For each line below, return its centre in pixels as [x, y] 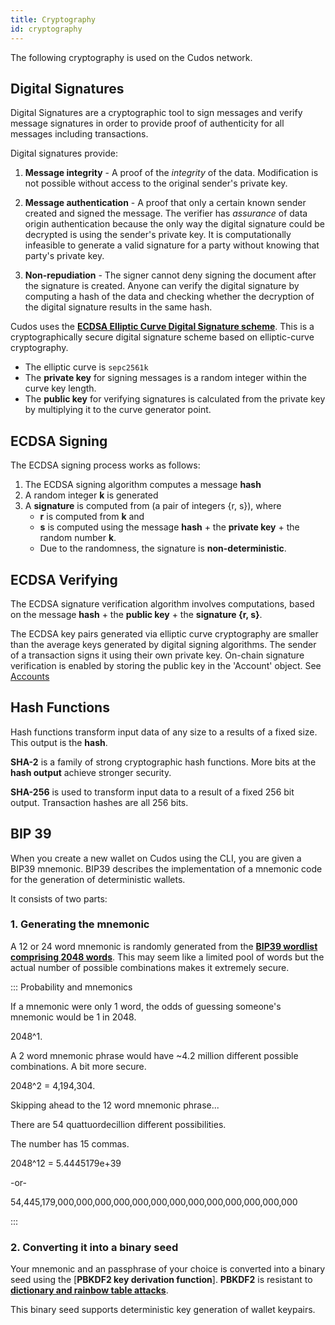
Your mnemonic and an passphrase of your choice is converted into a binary [168, 1269]
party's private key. [64, 256]
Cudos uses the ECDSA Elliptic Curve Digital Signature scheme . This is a [162, 327]
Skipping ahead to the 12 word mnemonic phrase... [115, 1105]
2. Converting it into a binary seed [94, 1247]
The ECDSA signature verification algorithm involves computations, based [162, 603]
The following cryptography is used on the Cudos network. [131, 57]
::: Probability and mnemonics [71, 987]
